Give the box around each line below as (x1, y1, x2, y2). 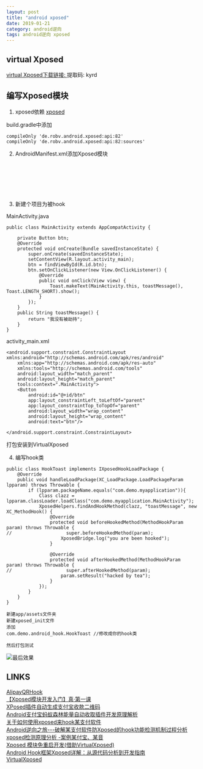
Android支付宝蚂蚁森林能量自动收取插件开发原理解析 (6, 710, 138, 718)
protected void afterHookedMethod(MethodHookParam (49, 556, 181, 563)
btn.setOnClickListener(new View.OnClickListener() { (28, 266, 167, 273)
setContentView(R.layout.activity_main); (28, 256, 135, 262)
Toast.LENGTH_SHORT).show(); (6, 288, 80, 295)
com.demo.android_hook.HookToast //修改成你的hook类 (6, 631, 137, 637)
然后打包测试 (6, 642, 34, 648)
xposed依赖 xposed (15, 108, 65, 115)
